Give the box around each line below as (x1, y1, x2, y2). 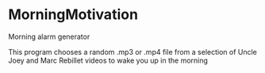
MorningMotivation (8, 6, 139, 24)
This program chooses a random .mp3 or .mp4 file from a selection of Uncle (8, 47, 258, 56)
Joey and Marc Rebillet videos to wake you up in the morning (8, 56, 209, 65)
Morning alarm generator (8, 32, 90, 41)
